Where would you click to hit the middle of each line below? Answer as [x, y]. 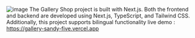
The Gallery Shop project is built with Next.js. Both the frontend [109, 9]
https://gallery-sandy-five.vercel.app [53, 28]
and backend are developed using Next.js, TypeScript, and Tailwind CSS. [98, 16]
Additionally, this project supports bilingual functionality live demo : [91, 22]
